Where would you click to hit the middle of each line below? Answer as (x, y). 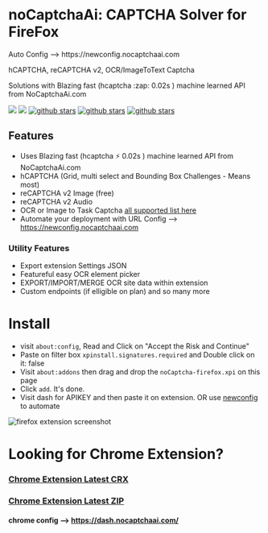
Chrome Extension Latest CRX (68, 479)
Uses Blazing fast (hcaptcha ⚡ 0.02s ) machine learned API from (126, 155)
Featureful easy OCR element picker (80, 275)
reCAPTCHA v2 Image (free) (67, 193)
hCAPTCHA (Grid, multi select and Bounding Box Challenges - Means (135, 176)
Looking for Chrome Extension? (116, 454)
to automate (40, 406)
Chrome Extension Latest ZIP (66, 501)
